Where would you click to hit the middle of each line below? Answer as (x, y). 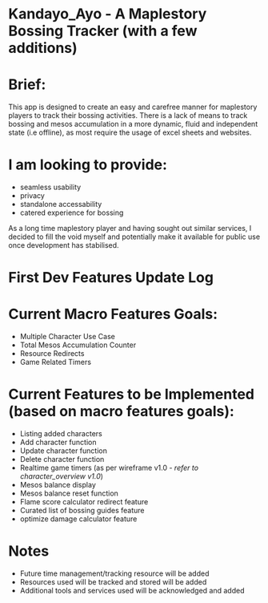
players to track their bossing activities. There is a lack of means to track (128, 115)
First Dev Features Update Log (111, 278)
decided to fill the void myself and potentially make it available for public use (134, 237)
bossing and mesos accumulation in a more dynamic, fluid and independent (133, 124)
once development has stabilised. (64, 245)
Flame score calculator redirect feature (84, 502)
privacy (32, 196)
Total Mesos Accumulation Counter (78, 345)
